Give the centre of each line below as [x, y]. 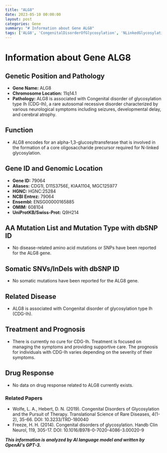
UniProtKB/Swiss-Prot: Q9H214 [45, 212]
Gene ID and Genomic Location [54, 168]
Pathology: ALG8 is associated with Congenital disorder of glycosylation [87, 99]
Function [19, 130]
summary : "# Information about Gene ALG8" [50, 28]
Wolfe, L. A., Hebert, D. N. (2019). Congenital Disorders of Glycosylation [86, 409]
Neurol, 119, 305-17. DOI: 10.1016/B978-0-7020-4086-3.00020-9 [78, 430]
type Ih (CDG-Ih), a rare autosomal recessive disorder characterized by [85, 104]
